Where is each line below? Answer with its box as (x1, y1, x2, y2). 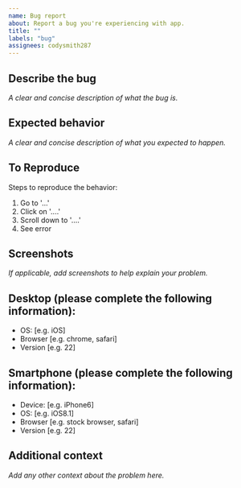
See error (19, 223, 52, 234)
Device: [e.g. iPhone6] (19, 400, 95, 409)
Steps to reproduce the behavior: (8, 182, 118, 192)
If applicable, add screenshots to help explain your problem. (8, 268, 208, 278)
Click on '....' (19, 206, 61, 216)
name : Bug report (8, 11, 67, 20)
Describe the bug (8, 72, 96, 85)
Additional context (8, 449, 103, 463)
